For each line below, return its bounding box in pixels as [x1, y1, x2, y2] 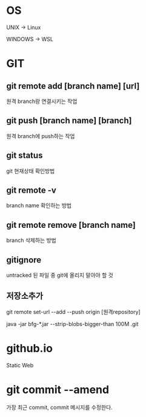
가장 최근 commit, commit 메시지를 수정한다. [6, 404, 113, 411]
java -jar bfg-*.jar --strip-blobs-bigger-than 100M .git [6, 320, 139, 327]
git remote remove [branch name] [6, 219, 136, 230]
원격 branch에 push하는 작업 [6, 132, 75, 139]
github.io [6, 342, 53, 355]
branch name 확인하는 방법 [6, 202, 71, 209]
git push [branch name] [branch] [6, 116, 132, 126]
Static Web [6, 361, 34, 369]
